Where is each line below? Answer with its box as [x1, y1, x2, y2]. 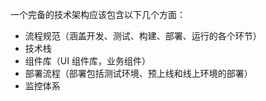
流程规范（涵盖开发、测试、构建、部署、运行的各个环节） [24, 30, 262, 42]
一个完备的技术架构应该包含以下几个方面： [10, 9, 186, 20]
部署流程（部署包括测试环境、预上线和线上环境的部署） [24, 68, 253, 79]
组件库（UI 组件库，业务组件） [24, 55, 151, 67]
